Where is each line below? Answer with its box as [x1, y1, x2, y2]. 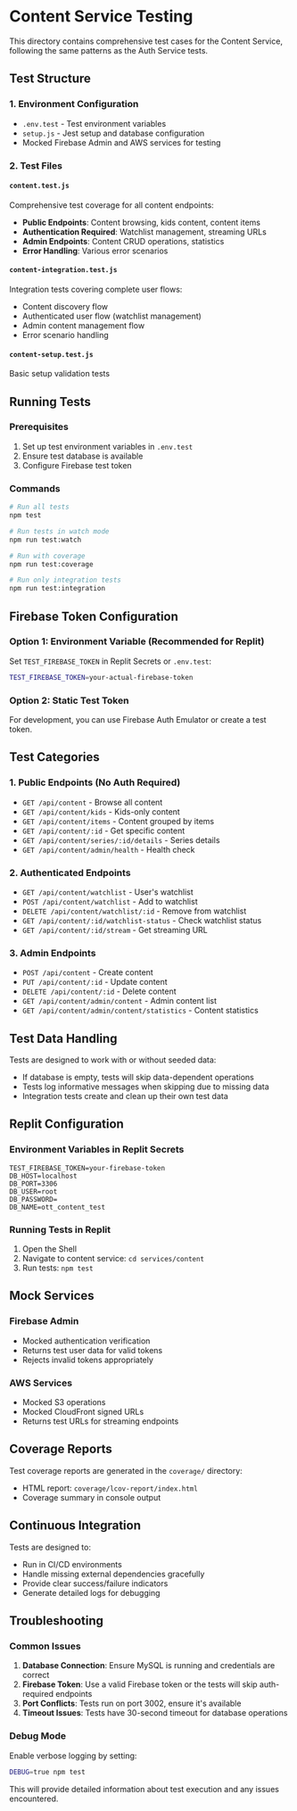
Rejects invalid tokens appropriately [21, 1354, 154, 1365]
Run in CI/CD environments [21, 1559, 122, 1569]
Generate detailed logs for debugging [21, 1587, 161, 1598]
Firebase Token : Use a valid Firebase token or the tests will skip [21, 1679, 258, 1690]
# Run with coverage [9, 551, 87, 560]
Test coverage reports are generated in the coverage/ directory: [9, 1465, 243, 1476]
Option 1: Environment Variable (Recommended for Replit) [9, 635, 265, 648]
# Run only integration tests [9, 575, 122, 585]
